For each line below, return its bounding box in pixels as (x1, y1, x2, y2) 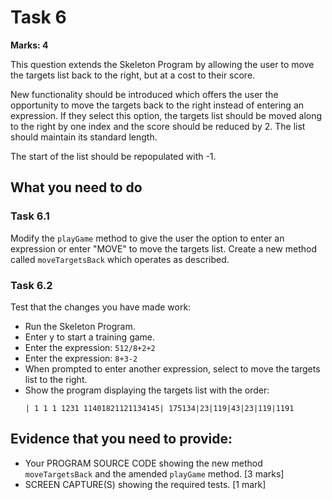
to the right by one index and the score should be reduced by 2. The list (10, 120, 306, 132)
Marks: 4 (10, 39, 49, 51)
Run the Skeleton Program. (24, 320, 136, 332)
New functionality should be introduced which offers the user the (10, 88, 279, 100)
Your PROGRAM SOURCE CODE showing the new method (24, 457, 263, 469)
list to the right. (24, 373, 88, 385)
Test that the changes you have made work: (10, 301, 192, 313)
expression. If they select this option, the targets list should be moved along (10, 109, 323, 121)
